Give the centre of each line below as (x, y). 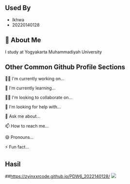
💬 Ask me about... (23, 117)
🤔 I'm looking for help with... (33, 107)
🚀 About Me (23, 40)
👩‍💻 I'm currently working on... (35, 79)
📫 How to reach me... (27, 126)
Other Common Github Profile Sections (65, 67)
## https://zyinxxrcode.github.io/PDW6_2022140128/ (57, 176)
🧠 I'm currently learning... (30, 88)
